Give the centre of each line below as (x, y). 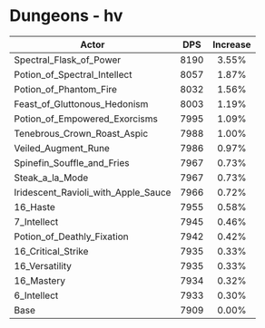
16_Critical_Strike (51, 251)
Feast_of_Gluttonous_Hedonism (81, 103)
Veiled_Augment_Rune (62, 148)
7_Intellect (36, 221)
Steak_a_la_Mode (51, 178)
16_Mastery (40, 280)
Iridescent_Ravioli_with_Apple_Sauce (93, 192)
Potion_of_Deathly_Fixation (71, 236)
